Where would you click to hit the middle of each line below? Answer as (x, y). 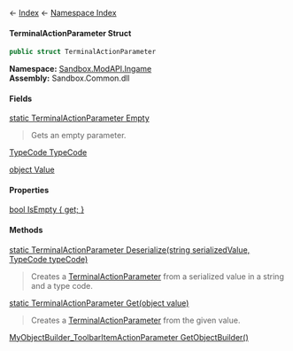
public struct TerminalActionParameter (83, 52)
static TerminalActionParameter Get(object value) (99, 303)
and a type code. (62, 285)
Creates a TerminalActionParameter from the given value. (135, 320)
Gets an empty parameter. (78, 136)
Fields (21, 98)
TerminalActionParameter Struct (70, 33)
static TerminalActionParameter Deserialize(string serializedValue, (130, 250)
